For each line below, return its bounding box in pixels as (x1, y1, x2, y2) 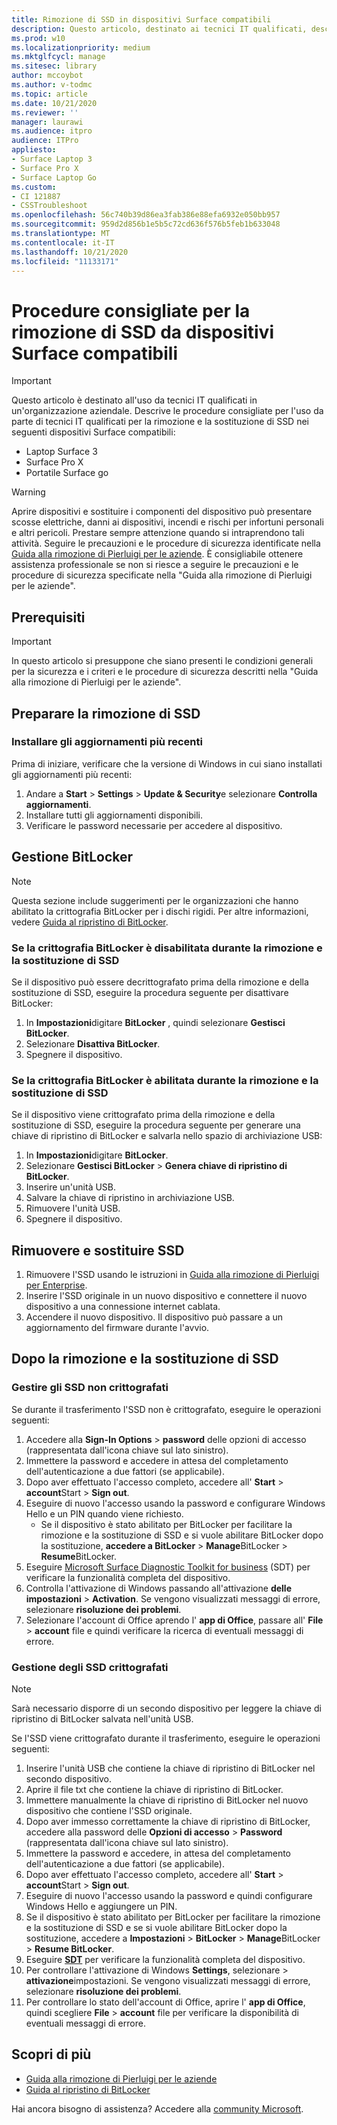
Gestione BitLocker (11, 849, 134, 866)
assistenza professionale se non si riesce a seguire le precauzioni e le (11, 559, 299, 571)
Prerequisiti (11, 609, 86, 626)
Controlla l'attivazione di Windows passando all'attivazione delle (25, 1582, 292, 1594)
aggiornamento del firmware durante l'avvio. (25, 1322, 210, 1334)
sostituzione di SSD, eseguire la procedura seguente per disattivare (11, 986, 289, 998)
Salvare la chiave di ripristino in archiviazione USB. (25, 1192, 235, 1204)
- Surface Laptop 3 (11, 154, 93, 164)
